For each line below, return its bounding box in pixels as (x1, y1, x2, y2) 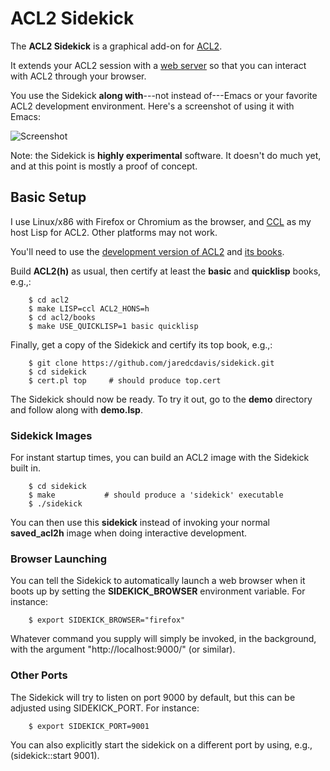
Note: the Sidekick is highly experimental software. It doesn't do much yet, (10, 149, 322, 161)
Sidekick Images (10, 428, 93, 442)
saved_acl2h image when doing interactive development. (10, 527, 248, 539)
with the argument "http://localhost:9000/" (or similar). (10, 643, 236, 656)
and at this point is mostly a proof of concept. (10, 160, 198, 172)
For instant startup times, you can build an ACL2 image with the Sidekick (10, 452, 310, 464)
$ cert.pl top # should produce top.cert (28, 375, 222, 386)
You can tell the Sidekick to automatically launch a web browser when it (10, 575, 306, 587)
